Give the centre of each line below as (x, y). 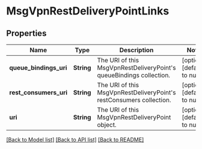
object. (107, 125)
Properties (26, 33)
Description (136, 50)
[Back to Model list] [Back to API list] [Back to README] (75, 140)
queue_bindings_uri (38, 68)
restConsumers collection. (134, 100)
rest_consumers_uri (38, 93)
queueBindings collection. (133, 75)
